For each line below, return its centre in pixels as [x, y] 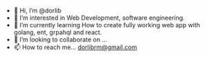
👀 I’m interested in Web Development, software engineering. [99, 18]
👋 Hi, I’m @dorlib [38, 11]
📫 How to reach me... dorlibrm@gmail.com [75, 47]
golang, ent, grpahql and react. [58, 32]
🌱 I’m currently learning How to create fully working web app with [107, 25]
